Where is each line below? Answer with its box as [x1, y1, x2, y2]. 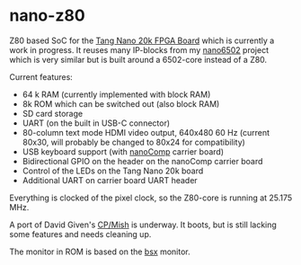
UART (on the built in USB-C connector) [22, 118, 171, 128]
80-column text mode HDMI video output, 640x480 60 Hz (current [22, 127, 270, 137]
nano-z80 [9, 5, 85, 26]
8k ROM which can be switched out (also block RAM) [22, 98, 220, 109]
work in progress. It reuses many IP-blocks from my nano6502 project [9, 44, 270, 55]
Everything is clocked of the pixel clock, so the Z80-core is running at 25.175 [9, 192, 293, 203]
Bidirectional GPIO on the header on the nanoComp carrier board [22, 155, 263, 166]
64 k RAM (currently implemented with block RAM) [22, 89, 211, 100]
